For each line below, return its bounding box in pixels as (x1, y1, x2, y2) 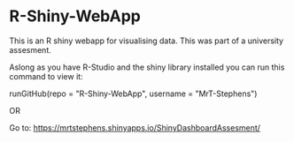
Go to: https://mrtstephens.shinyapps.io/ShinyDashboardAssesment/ (9, 122, 261, 133)
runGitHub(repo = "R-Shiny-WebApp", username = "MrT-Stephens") (9, 88, 258, 99)
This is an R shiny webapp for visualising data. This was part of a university (9, 35, 284, 46)
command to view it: (9, 71, 83, 81)
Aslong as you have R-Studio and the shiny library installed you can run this (9, 62, 285, 72)
